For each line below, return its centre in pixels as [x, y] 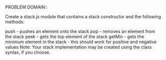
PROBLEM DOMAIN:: [27, 7]
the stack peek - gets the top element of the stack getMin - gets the [75, 37]
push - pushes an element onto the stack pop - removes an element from [80, 31]
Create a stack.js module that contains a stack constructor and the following [83, 16]
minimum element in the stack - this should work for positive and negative [81, 42]
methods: [15, 22]
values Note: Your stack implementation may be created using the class [79, 47]
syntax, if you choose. [28, 52]
